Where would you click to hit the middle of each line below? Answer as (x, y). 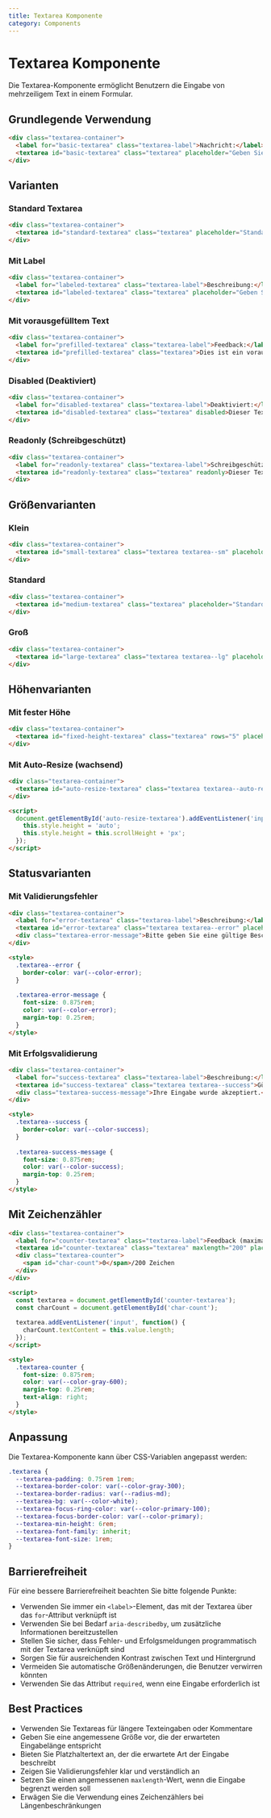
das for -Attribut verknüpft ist (68, 1615)
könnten (33, 1675)
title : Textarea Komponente (56, 16)
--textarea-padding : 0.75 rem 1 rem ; (75, 1479)
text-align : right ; (56, 1397)
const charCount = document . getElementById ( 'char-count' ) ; (117, 1308)
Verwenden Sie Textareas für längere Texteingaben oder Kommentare (136, 1728)
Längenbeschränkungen (60, 1805)
